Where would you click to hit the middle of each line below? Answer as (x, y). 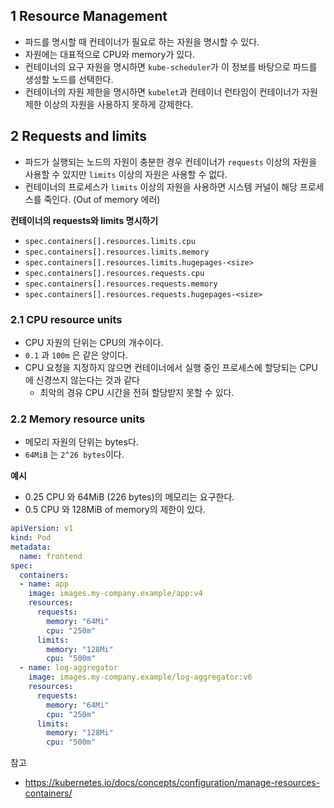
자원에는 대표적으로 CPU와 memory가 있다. (110, 54)
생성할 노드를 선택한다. (69, 79)
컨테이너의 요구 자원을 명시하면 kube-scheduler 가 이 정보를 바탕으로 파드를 (171, 66)
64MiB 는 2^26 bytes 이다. (74, 455)
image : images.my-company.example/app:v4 (115, 594)
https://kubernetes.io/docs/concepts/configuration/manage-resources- (172, 783)
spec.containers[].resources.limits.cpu (110, 241)
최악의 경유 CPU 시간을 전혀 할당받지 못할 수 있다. (137, 392)
